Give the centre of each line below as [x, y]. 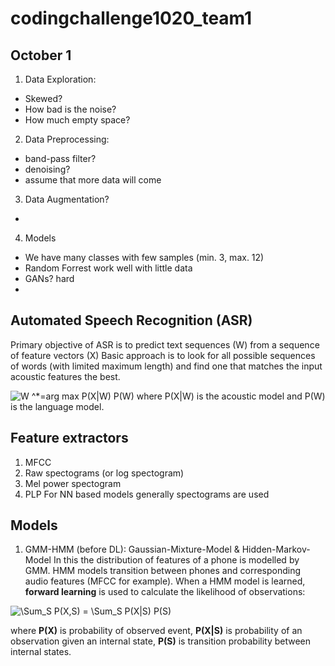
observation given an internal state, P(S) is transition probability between [161, 641]
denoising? [47, 169]
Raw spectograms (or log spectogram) [104, 473]
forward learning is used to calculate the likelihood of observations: [165, 592]
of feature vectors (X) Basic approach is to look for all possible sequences [163, 355]
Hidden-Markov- [276, 549]
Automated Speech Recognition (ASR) [131, 320]
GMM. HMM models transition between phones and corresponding [163, 571]
